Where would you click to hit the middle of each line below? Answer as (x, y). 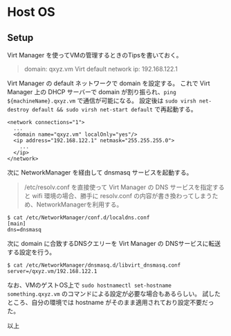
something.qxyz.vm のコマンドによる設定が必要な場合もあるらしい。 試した (114, 294)
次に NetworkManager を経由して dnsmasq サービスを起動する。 (100, 173)
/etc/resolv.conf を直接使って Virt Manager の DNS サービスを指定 (118, 187)
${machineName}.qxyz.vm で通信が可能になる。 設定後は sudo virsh (102, 100)
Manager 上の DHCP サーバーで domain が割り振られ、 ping (92, 92)
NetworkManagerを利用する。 (80, 204)
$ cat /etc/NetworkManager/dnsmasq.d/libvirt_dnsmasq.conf (94, 265)
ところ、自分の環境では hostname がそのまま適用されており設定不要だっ (111, 302)
